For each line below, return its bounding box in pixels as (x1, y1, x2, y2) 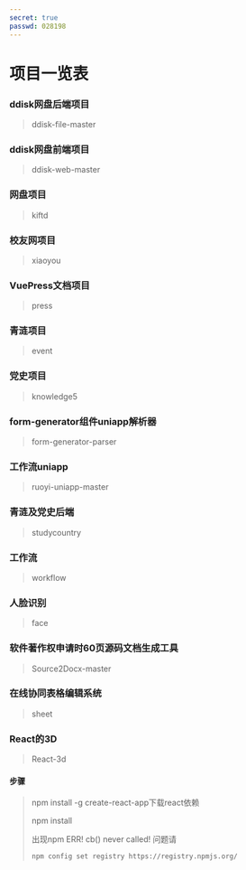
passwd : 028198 (9, 22, 67, 31)
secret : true (9, 13, 59, 23)
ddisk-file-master (31, 118, 96, 129)
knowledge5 (31, 390, 78, 402)
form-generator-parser (31, 436, 117, 447)
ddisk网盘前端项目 (9, 143, 90, 155)
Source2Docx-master (31, 663, 112, 674)
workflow (31, 572, 67, 583)
